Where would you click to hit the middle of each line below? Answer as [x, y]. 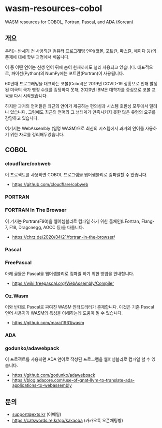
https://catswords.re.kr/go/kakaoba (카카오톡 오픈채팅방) [67, 420]
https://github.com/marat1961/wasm [48, 323]
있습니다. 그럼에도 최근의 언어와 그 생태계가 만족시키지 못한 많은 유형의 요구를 [83, 112]
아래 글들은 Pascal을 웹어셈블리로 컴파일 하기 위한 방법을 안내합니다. [70, 274]
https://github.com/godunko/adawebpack [54, 375]
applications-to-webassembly [42, 385]
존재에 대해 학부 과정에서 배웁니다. [37, 57]
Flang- [148, 221]
